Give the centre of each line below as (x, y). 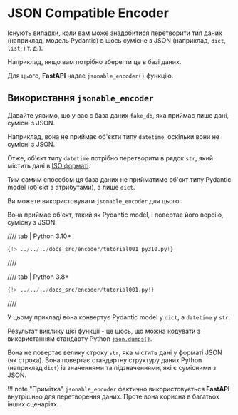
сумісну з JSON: (32, 222)
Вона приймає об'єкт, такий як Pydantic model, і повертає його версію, (115, 215)
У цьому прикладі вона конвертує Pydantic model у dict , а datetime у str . (119, 317)
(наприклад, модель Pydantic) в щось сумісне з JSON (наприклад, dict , (117, 40)
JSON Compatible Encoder (88, 13)
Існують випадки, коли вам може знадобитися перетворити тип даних (115, 33)
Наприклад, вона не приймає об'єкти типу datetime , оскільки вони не (113, 136)
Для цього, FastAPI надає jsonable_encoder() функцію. (90, 76)
